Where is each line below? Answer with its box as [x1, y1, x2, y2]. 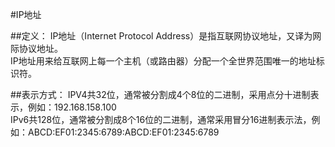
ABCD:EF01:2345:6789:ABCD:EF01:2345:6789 [27, 126, 220, 138]
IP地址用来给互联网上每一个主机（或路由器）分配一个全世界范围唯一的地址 [10, 55, 317, 67]
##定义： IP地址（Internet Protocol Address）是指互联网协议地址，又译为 [10, 30, 313, 42]
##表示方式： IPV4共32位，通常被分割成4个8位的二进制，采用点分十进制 [10, 89, 311, 100]
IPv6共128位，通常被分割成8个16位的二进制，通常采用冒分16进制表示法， [10, 114, 312, 125]
